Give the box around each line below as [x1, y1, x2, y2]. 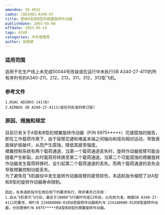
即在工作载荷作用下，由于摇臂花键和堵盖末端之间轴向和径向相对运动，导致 [5, 136, 156, 142]
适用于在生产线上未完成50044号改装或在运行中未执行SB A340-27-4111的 [5, 69, 153, 74]
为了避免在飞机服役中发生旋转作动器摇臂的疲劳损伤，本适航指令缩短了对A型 [5, 173, 159, 179]
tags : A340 [5, 30, 27, 35]
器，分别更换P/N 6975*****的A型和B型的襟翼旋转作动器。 [5, 205, 108, 210]
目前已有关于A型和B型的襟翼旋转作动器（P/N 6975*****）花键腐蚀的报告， [5, 129, 160, 136]
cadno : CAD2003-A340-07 [5, 12, 54, 17]
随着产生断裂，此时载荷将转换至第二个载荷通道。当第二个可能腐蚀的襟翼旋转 [5, 154, 160, 160]
